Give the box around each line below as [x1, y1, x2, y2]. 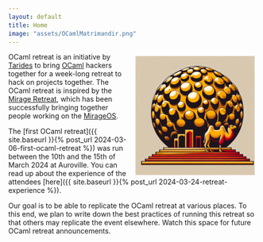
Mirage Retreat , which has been [8, 94, 113, 104]
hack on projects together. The [8, 78, 110, 87]
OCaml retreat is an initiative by [8, 52, 111, 62]
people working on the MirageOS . [8, 111, 119, 121]
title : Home [8, 21, 48, 29]
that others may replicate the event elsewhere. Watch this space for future [8, 218, 252, 228]
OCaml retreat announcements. [8, 226, 111, 236]
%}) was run [82, 144, 124, 153]
